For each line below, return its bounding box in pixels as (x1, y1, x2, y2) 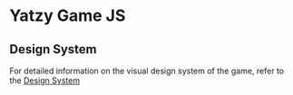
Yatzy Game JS (9, 5, 126, 26)
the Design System (9, 75, 80, 86)
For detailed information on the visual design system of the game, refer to (9, 65, 284, 76)
